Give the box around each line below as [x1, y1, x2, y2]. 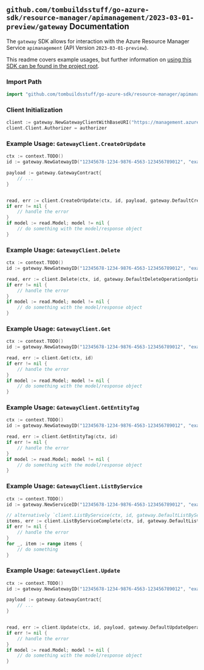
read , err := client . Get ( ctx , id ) [6, 355, 94, 361]
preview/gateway [6, 22, 68, 32]
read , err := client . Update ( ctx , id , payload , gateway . [6, 624, 151, 630]
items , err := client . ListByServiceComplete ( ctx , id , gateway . [6, 518, 170, 524]
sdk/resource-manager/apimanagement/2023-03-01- [6, 13, 194, 22]
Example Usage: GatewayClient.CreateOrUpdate [6, 139, 146, 148]
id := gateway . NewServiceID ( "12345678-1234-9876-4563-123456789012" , [6, 502, 186, 508]
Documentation [69, 21, 129, 32]
